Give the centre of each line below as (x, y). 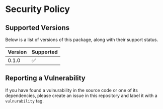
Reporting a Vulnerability (45, 78)
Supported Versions (37, 28)
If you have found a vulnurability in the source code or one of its (72, 90)
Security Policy (38, 9)
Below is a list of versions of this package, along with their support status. (82, 39)
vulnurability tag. (25, 100)
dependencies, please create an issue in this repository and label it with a (81, 95)
